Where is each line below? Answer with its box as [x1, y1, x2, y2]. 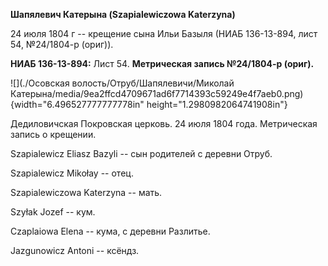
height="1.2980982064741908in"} [146, 99, 288, 110]
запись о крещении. [10, 129, 97, 140]
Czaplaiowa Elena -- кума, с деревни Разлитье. [10, 225, 211, 237]
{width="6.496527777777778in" [10, 99, 145, 110]
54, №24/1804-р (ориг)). [10, 39, 114, 50]
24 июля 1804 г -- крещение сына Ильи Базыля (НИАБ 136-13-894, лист [10, 28, 318, 39]
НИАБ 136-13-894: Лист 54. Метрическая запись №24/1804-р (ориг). [10, 58, 315, 69]
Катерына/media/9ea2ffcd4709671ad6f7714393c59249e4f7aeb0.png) [10, 88, 304, 99]
